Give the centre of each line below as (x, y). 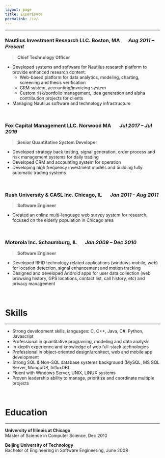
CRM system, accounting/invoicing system (63, 88)
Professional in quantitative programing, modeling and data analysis (81, 341)
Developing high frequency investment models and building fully (77, 167)
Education (26, 412)
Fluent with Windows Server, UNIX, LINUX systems (64, 373)
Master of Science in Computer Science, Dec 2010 (56, 436)
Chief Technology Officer (43, 57)
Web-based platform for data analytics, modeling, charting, (80, 77)
